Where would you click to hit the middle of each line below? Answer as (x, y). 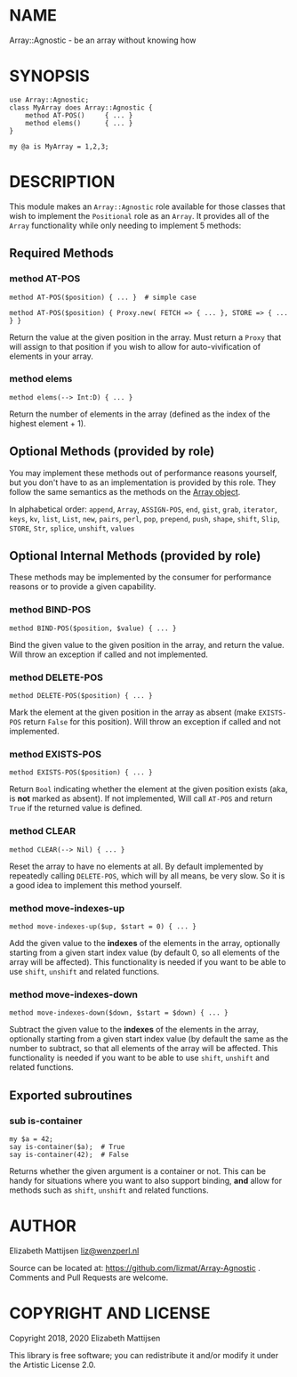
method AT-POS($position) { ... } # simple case (103, 297)
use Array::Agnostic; (49, 100)
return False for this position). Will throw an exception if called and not (153, 722)
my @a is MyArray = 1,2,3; (59, 146)
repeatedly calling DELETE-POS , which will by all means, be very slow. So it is (147, 875)
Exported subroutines (71, 1095)
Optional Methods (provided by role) (112, 452)
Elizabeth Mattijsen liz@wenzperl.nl (74, 1251)
